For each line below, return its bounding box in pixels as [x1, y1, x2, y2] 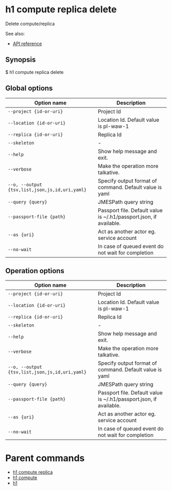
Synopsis [5, 55, 36, 64]
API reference [12, 40, 42, 47]
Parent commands [5, 452, 85, 464]
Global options [5, 84, 53, 93]
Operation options [5, 266, 64, 275]
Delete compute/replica [5, 21, 55, 27]
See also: [5, 30, 25, 36]
